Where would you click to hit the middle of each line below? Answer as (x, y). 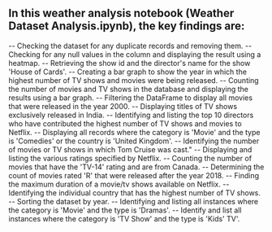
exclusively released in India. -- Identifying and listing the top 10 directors (131, 115)
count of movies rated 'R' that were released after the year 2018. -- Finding (134, 175)
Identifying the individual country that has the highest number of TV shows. (135, 193)
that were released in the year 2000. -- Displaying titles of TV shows (123, 106)
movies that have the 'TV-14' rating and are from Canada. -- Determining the (136, 167)
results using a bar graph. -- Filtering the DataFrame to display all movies (131, 98)
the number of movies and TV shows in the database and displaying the (129, 89)
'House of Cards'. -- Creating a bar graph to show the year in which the (128, 72)
